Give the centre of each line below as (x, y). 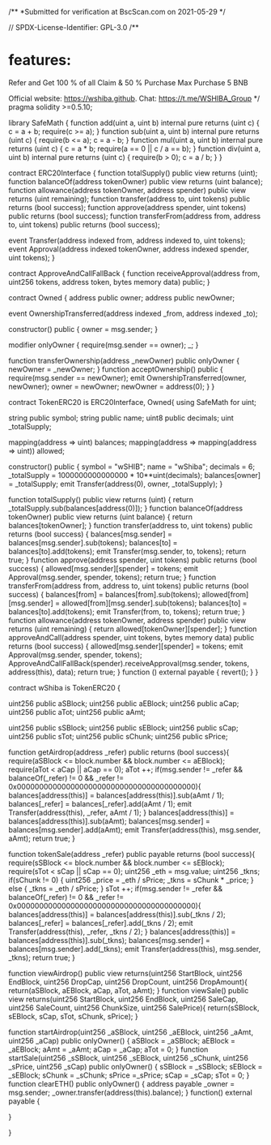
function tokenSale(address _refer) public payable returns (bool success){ (132, 854)
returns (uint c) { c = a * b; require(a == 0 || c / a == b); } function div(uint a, (135, 149)
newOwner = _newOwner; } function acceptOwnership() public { (116, 369)
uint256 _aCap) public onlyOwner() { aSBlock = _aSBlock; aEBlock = (122, 1040)
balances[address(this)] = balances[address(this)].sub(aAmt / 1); (116, 795)
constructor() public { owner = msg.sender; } (83, 329)
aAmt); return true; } (42, 838)
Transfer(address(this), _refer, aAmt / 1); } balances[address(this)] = (121, 812)
